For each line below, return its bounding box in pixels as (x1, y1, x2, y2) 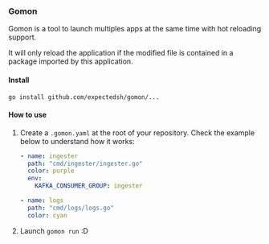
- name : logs (19, 196, 64, 205)
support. (8, 32, 37, 42)
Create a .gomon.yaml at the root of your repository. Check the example (19, 127, 255, 138)
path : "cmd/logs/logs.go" (27, 204, 114, 212)
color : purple (27, 167, 75, 175)
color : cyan (27, 211, 67, 219)
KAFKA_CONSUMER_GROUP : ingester (35, 182, 143, 190)
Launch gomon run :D (19, 225, 88, 235)
